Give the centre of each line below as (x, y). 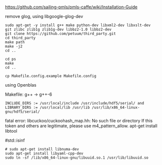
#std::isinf (15, 140)
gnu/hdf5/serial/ (23, 112)
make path (15, 42)
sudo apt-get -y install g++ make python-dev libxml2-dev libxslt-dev (78, 25)
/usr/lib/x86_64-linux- (116, 107)
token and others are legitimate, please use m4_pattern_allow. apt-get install (81, 126)
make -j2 (14, 46)
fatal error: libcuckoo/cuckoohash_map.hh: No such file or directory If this (79, 121)
